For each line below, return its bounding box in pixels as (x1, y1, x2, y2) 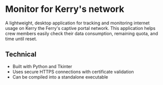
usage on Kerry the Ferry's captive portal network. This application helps (5, 25, 156, 31)
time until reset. (5, 36, 37, 42)
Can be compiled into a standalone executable (12, 74, 108, 80)
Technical (5, 50, 36, 59)
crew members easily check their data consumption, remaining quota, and (5, 30, 158, 36)
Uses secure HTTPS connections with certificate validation (12, 69, 134, 75)
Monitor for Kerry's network (5, 3, 124, 15)
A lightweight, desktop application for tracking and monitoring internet (5, 20, 150, 26)
